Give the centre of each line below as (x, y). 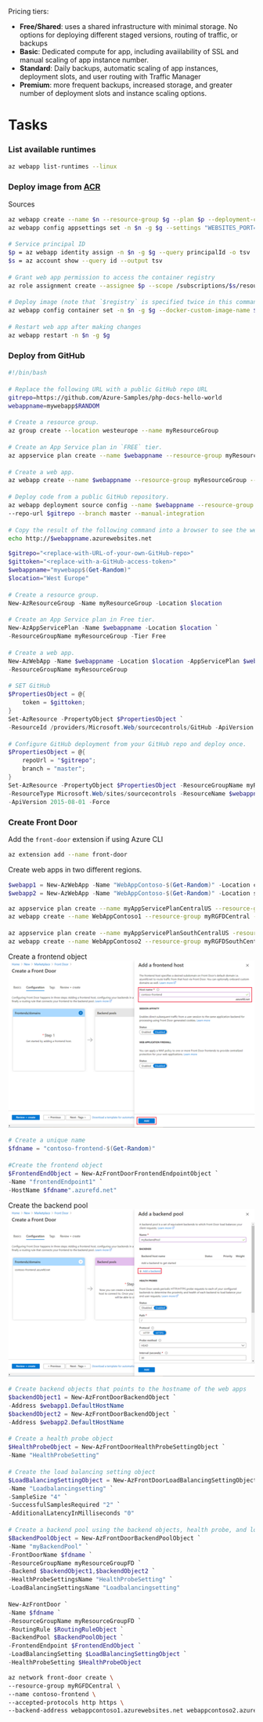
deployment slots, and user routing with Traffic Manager (110, 77)
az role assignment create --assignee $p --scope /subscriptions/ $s (122, 286)
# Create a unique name (47, 1141)
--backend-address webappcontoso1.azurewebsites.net (96, 1711)
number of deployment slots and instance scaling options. (113, 93)
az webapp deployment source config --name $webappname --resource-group (131, 506)
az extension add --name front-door (68, 854)
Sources (22, 204)
